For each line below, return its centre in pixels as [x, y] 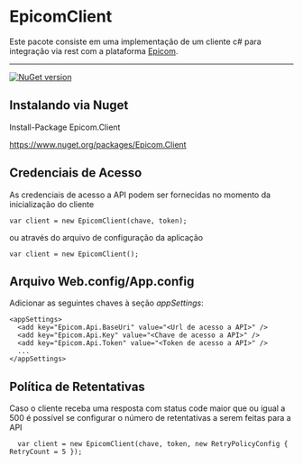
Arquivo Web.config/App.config [102, 281]
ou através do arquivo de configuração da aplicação [106, 237]
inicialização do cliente [52, 204]
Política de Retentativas [78, 386]
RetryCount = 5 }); [46, 452]
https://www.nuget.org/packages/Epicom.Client [98, 144]
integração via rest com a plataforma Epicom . [94, 50]
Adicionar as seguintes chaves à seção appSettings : [107, 303]
